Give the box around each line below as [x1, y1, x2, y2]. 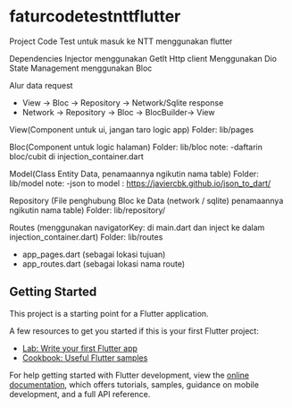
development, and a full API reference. [9, 388, 151, 399]
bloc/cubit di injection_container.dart [9, 150, 145, 162]
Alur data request [9, 80, 73, 90]
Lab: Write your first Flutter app [21, 343, 138, 353]
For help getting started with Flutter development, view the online [9, 370, 250, 380]
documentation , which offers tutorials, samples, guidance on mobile [9, 378, 259, 390]
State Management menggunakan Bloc [9, 63, 153, 73]
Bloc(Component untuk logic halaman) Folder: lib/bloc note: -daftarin [9, 141, 263, 152]
